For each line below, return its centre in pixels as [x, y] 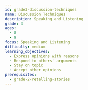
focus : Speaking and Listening [38, 42]
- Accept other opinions [35, 70]
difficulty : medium [25, 47]
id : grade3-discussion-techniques [41, 10]
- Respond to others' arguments [43, 61]
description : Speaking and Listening [44, 19]
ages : [11, 28]
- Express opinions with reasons [44, 56]
